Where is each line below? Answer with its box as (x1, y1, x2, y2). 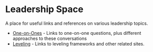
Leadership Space (5, 4, 84, 15)
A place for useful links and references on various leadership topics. (5, 20, 148, 26)
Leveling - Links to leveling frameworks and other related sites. (12, 40, 145, 46)
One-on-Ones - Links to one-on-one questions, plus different (12, 30, 141, 36)
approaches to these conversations (12, 35, 87, 41)
